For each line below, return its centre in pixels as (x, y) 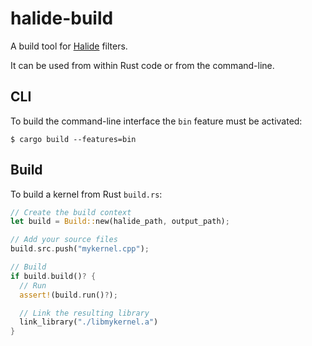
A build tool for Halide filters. (69, 46)
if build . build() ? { (53, 276)
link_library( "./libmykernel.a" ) (89, 322)
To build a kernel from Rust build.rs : (86, 194)
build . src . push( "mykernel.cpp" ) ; (80, 249)
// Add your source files (64, 240)
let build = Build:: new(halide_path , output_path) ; (120, 222)
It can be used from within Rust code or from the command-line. (142, 65)
